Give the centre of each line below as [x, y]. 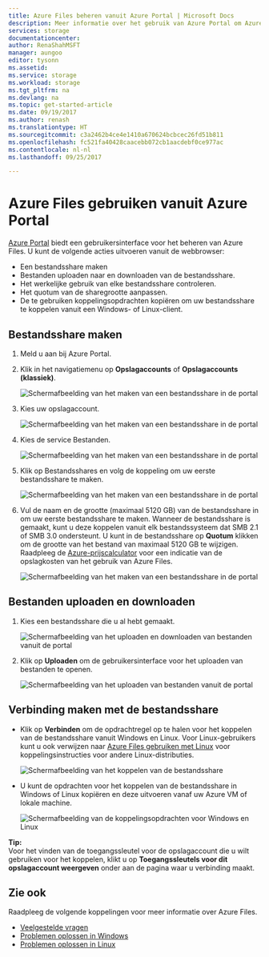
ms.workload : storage [44, 82]
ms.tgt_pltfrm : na [39, 90]
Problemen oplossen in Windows [74, 936]
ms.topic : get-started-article [60, 105]
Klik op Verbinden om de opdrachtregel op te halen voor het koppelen [136, 729]
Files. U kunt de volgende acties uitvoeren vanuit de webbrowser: [116, 251]
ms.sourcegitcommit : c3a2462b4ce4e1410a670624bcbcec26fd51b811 [116, 134]
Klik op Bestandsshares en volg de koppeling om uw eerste [118, 470]
